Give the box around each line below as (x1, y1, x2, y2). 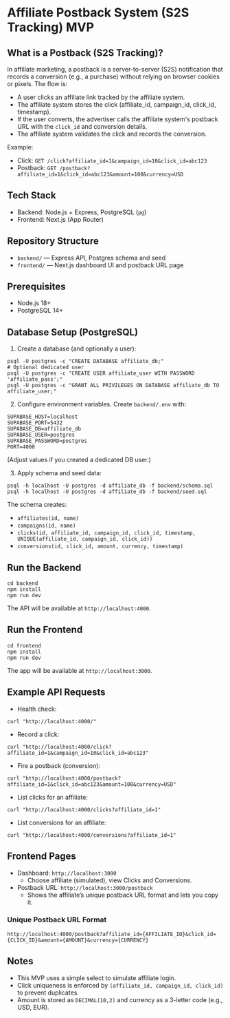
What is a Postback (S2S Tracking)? (7, 47, 163, 59)
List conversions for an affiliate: (16, 818, 106, 827)
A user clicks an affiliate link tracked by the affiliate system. (16, 93, 185, 101)
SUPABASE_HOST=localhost (7, 413, 78, 421)
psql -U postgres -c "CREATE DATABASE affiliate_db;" (7, 358, 165, 365)
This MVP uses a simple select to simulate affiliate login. (16, 973, 176, 982)
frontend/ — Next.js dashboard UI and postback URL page (16, 260, 184, 269)
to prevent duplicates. (16, 988, 79, 997)
